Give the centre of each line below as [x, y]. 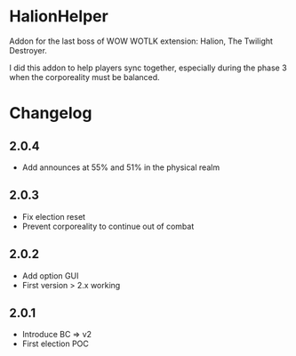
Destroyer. [28, 50]
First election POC [55, 344]
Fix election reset [54, 216]
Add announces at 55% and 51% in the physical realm [121, 167]
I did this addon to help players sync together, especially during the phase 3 [148, 68]
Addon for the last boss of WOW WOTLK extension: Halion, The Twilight [141, 41]
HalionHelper [59, 16]
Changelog [51, 113]
